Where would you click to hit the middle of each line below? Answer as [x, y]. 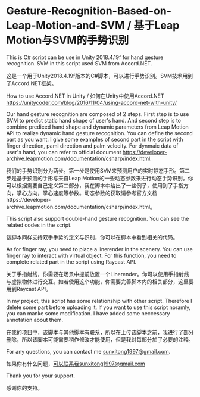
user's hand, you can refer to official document [64, 152]
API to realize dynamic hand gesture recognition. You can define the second [100, 133]
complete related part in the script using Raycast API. [71, 262]
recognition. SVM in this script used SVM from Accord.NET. [79, 63]
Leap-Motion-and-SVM [65, 26]
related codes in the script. [39, 225]
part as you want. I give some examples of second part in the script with [95, 139]
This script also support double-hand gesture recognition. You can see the [98, 218]
